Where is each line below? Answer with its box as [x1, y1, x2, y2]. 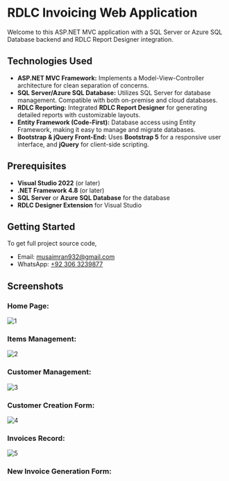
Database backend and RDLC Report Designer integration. [7, 35, 173, 43]
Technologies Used [7, 56, 92, 67]
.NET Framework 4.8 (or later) [17, 186, 105, 194]
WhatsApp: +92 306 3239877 [17, 260, 103, 269]
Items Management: [7, 334, 77, 344]
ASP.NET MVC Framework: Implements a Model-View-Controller [17, 74, 205, 82]
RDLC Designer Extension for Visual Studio [17, 201, 142, 209]
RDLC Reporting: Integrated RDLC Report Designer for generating [17, 103, 207, 112]
